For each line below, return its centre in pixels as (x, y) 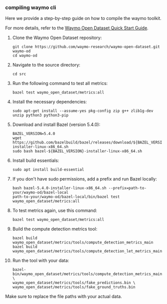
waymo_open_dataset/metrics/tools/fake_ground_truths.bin (74, 287)
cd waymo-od (25, 56)
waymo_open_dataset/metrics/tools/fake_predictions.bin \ (74, 283)
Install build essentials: (36, 160)
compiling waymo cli (31, 7)
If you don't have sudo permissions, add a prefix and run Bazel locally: (84, 179)
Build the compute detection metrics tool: (55, 229)
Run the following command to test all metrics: (60, 83)
